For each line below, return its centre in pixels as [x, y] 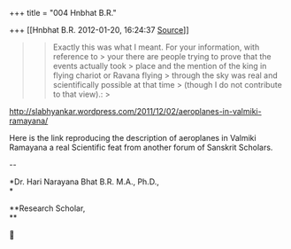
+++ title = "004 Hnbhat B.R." [63, 13]
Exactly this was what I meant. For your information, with [156, 47]
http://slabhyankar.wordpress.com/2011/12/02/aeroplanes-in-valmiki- [136, 111]
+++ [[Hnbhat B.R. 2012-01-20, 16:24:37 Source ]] [99, 30]
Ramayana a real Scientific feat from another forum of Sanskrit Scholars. [141, 147]
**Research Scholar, [47, 208]
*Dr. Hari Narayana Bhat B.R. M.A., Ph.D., [84, 182]
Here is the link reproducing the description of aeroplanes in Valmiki [133, 138]
